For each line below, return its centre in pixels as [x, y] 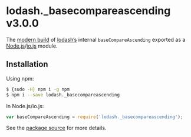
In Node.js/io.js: [25, 106]
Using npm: [20, 78]
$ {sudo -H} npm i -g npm [38, 89]
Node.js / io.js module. [32, 46]
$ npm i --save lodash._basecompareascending [63, 95]
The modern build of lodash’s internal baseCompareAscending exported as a [96, 39]
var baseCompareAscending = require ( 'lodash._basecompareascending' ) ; [95, 117]
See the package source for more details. [56, 128]
